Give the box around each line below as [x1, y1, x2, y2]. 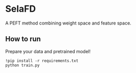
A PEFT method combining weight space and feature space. [5, 20, 131, 26]
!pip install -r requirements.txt [5, 58, 79, 63]
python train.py [5, 62, 40, 68]
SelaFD [5, 3, 36, 15]
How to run [5, 35, 41, 43]
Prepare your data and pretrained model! [5, 48, 91, 54]
